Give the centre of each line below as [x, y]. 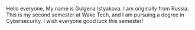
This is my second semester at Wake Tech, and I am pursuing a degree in [95, 15]
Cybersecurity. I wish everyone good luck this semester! [75, 21]
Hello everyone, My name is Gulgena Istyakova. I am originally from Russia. [97, 9]
